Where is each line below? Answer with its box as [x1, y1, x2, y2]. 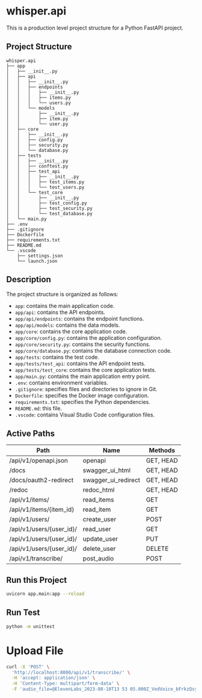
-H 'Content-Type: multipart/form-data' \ [11, 681, 120, 687]
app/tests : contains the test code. [14, 353, 99, 360]
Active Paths [6, 428, 55, 438]
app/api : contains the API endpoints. [14, 309, 105, 316]
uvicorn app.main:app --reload [6, 591, 85, 597]
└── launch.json [17, 258, 58, 264]
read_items [82, 495, 114, 504]
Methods [148, 446, 176, 454]
